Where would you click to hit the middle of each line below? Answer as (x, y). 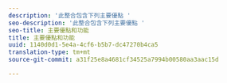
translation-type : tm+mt (49, 52)
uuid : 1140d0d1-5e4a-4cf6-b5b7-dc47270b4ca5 (83, 45)
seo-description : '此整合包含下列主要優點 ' (77, 23)
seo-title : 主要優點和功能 (49, 30)
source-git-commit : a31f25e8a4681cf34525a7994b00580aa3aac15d (113, 60)
